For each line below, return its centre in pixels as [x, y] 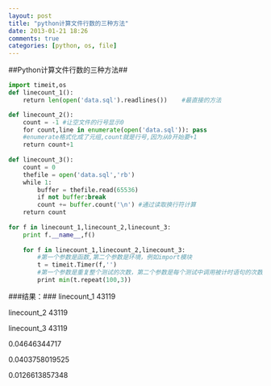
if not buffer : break [72, 197]
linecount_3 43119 [38, 328]
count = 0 [40, 167]
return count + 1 [48, 145]
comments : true [34, 38]
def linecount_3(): [41, 160]
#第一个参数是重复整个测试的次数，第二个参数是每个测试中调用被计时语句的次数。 [153, 273]
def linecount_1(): [41, 93]
